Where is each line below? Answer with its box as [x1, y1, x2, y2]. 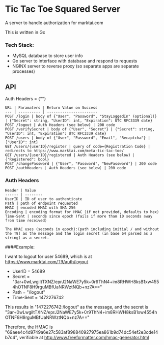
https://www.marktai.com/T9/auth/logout [5, 259, 88, 265]
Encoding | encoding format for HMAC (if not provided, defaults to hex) [5, 210, 160, 215]
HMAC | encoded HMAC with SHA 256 [5, 205, 76, 210]
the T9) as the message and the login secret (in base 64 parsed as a [5, 231, 153, 236]
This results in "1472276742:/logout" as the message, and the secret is [5, 304, 148, 310]
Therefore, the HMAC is [5, 324, 53, 330]
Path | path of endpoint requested [5, 201, 78, 206]
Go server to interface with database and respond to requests [12, 58, 137, 64]
